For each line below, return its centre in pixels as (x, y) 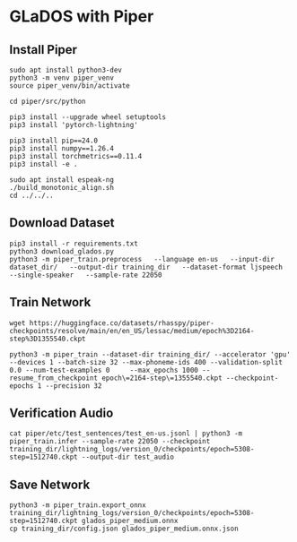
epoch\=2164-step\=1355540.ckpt (162, 378)
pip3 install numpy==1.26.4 (62, 149)
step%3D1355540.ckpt (48, 339)
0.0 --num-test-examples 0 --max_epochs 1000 (104, 370)
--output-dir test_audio (128, 457)
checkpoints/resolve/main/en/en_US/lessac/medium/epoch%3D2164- (132, 331)
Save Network (50, 484)
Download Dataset (62, 223)
